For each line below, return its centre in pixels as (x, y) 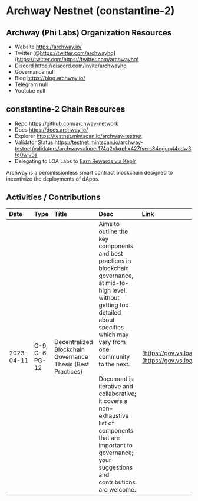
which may (114, 335)
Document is (116, 379)
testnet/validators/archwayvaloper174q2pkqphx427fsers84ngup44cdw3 (103, 148)
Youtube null (30, 91)
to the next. (114, 364)
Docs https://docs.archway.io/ (51, 130)
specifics (111, 327)
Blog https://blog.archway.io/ (50, 78)
